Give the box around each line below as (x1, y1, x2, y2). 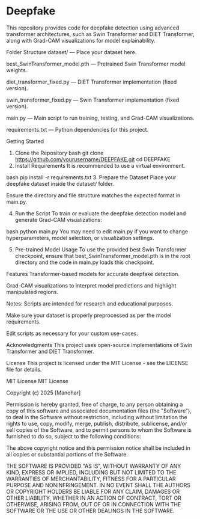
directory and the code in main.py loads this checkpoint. (14, 259, 154, 266)
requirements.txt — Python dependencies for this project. (6, 126, 149, 133)
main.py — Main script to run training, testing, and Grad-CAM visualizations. (6, 114, 195, 121)
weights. (6, 66, 28, 73)
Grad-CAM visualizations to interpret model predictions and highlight (6, 281, 177, 289)
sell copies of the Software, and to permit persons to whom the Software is (6, 426, 192, 434)
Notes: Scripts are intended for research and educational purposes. (6, 299, 173, 307)
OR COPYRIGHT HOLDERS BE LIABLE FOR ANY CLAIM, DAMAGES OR (6, 488, 180, 495)
